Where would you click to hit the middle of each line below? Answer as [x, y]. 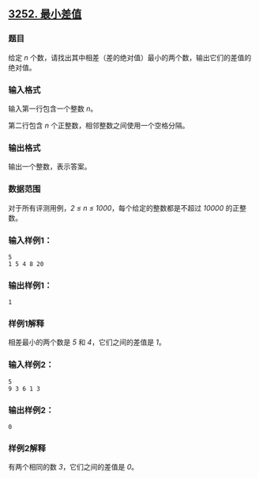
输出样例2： [31, 410]
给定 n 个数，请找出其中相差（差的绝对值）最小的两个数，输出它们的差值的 [130, 57]
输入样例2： [31, 365]
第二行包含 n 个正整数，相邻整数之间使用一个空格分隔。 [99, 125]
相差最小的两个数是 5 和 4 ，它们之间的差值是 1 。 [87, 342]
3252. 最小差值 [45, 14]
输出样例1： [30, 285]
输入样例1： [30, 240]
